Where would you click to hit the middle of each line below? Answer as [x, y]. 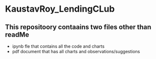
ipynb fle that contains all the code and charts [58, 46]
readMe [17, 34]
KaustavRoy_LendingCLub [60, 9]
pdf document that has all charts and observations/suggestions [76, 51]
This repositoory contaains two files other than [78, 27]
